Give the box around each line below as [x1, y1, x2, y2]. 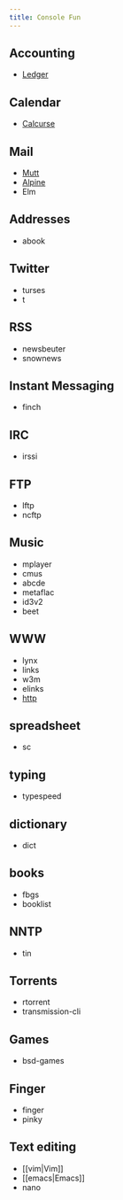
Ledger [21, 69, 49, 80]
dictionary [9, 817, 68, 832]
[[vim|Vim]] [21, 1163, 64, 1173]
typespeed [21, 791, 62, 801]
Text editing [9, 1140, 77, 1155]
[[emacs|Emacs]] [21, 1173, 86, 1183]
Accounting [9, 46, 75, 61]
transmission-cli [21, 1006, 81, 1017]
